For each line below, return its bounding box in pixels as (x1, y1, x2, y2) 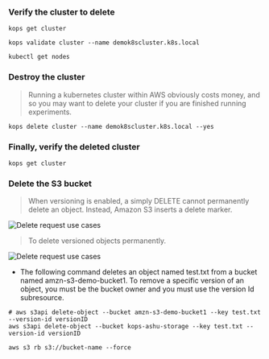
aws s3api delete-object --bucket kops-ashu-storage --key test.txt (8, 323, 243, 331)
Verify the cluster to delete (8, 6, 115, 18)
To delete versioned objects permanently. (27, 236, 167, 246)
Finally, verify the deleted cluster (8, 141, 140, 152)
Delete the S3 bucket (8, 178, 93, 189)
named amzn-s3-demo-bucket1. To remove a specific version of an (19, 276, 244, 286)
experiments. (27, 107, 72, 117)
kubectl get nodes (8, 53, 70, 61)
